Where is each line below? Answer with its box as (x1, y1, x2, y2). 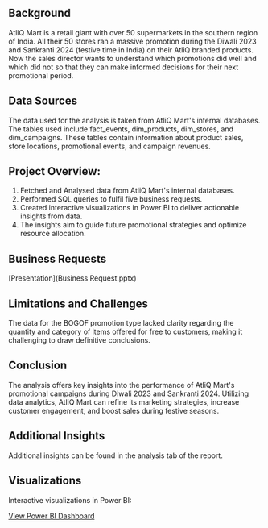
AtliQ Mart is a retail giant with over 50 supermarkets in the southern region (8, 27, 258, 37)
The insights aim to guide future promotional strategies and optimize (19, 220, 247, 230)
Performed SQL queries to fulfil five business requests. (19, 194, 203, 204)
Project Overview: (8, 164, 101, 178)
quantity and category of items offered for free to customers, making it (8, 326, 243, 337)
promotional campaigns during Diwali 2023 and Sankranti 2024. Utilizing (8, 389, 249, 398)
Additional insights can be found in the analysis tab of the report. (8, 451, 223, 460)
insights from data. (19, 211, 83, 221)
